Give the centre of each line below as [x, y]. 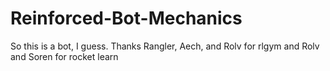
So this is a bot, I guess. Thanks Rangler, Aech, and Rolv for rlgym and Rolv [165, 46]
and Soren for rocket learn [64, 56]
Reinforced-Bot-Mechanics [126, 18]
